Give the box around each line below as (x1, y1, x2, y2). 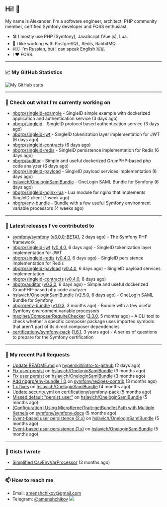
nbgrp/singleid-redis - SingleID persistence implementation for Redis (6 (12, 147, 159, 153)
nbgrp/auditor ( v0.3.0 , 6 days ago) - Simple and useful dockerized (12, 281, 148, 287)
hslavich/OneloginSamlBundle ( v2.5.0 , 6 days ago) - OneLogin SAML (12, 292, 154, 298)
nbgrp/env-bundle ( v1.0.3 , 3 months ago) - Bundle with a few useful (12, 302, 152, 308)
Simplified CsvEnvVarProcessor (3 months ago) (12, 459, 110, 465)
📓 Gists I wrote (5, 448, 41, 455)
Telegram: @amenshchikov (12, 496, 69, 502)
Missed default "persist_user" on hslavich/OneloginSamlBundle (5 (12, 394, 148, 400)
